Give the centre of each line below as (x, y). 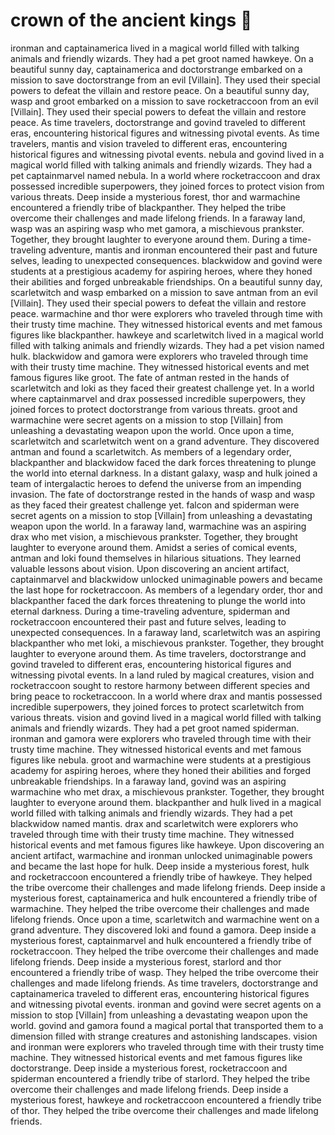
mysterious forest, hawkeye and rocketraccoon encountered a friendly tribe (166, 1100)
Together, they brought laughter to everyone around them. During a (149, 239)
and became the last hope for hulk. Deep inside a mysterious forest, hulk (160, 866)
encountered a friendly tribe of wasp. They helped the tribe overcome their (165, 972)
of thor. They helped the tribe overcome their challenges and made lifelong (164, 1110)
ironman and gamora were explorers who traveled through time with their (161, 738)
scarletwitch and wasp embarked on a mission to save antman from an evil (164, 292)
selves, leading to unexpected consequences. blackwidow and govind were (166, 260)
